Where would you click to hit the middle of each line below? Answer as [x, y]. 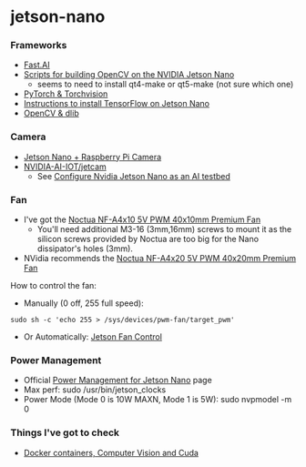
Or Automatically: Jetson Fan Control [93, 337]
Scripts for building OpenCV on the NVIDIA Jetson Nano [129, 75]
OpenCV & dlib [51, 113]
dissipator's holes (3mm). [85, 249]
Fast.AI [37, 65]
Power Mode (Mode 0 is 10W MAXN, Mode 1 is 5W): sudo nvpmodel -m [158, 400]
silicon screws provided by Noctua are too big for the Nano [148, 239]
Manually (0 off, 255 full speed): [83, 303]
